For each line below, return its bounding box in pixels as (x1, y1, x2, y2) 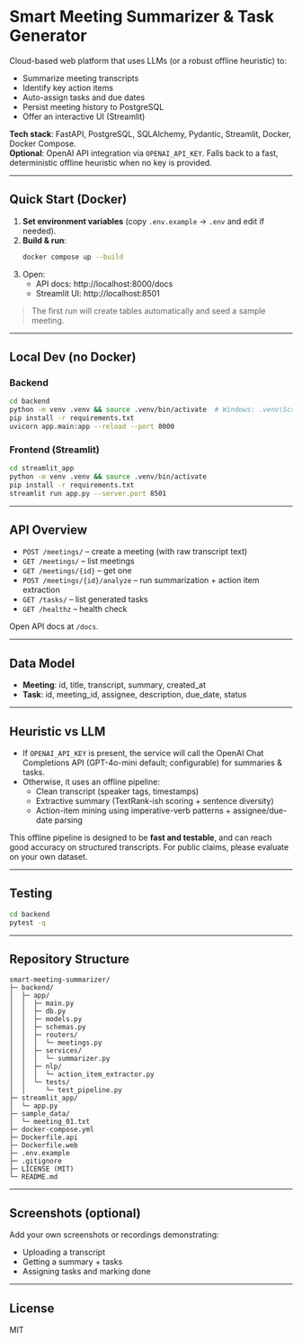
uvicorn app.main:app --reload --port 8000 (9, 422, 175, 431)
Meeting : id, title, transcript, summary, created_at (22, 680, 207, 690)
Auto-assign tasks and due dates (22, 92, 146, 103)
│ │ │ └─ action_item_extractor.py (9, 1070, 155, 1079)
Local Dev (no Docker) (9, 350, 137, 365)
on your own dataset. (9, 852, 88, 863)
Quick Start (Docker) (9, 192, 128, 207)
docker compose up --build (22, 252, 124, 261)
